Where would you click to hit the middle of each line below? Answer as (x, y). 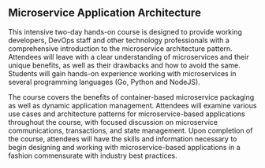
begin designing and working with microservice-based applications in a (124, 147)
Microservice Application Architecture (105, 13)
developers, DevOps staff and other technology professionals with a (119, 40)
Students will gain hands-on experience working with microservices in (122, 73)
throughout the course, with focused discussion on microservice (113, 122)
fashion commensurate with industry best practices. (93, 155)
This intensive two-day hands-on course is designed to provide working (125, 31)
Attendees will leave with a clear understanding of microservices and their (129, 57)
